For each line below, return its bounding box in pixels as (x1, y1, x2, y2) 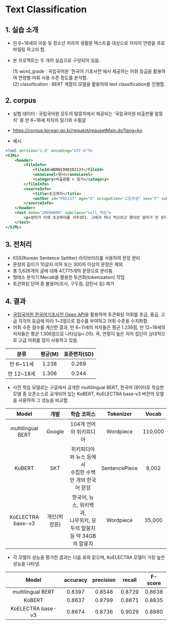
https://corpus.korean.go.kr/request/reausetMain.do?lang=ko (12, 127, 142, 133)
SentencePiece (101, 465, 138, 472)
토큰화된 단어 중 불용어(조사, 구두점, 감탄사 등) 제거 (12, 280, 115, 286)
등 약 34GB (70, 532, 96, 540)
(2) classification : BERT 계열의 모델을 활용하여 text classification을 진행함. (12, 81, 166, 87)
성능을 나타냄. (12, 561, 41, 567)
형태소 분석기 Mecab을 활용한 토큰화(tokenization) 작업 (12, 274, 125, 280)
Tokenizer (107, 410, 132, 417)
